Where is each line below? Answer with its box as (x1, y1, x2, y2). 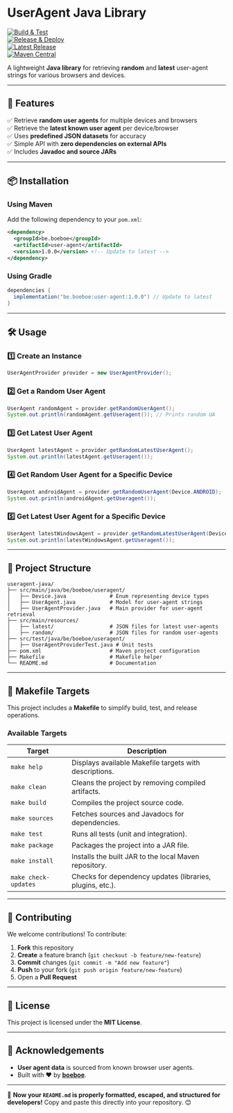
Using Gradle (7, 271, 52, 281)
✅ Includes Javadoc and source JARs (7, 147, 116, 156)
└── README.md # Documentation (7, 660, 157, 667)
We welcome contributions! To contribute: (7, 930, 127, 939)
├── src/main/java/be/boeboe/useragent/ (7, 587, 126, 594)
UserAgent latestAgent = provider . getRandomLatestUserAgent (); (7, 446, 194, 453)
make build (10, 799, 46, 807)
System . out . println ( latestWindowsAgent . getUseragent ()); (7, 537, 175, 544)
